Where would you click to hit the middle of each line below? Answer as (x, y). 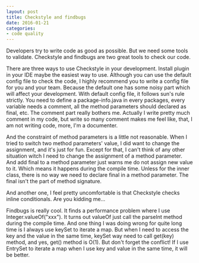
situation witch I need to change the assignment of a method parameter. (94, 156)
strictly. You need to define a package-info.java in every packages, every (96, 100)
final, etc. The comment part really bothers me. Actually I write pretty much (98, 113)
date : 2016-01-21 (28, 23)
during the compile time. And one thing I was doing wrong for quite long (94, 223)
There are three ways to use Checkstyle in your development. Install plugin (98, 68)
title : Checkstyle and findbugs (46, 17)
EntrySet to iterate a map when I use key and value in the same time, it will (97, 249)
